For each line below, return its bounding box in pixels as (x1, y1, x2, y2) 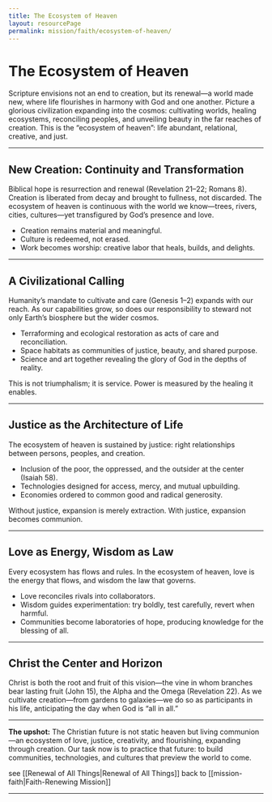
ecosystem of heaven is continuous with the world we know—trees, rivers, (8, 202, 257, 211)
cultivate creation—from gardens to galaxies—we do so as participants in (8, 695, 253, 705)
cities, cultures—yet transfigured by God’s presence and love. (8, 210, 215, 220)
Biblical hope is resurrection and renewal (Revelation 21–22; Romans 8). (8, 184, 247, 194)
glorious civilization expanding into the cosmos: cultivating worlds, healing (8, 106, 257, 116)
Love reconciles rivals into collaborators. (19, 591, 155, 600)
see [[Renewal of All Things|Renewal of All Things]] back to (8, 769, 206, 779)
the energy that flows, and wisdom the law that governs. (8, 575, 197, 585)
